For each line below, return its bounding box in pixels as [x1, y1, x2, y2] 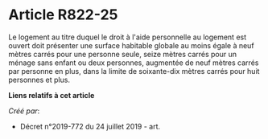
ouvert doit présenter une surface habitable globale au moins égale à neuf [8, 40, 255, 50]
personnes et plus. [8, 75, 71, 84]
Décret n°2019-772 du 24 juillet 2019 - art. [19, 121, 161, 131]
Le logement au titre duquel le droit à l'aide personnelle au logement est [8, 32, 247, 42]
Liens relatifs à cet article [8, 90, 95, 100]
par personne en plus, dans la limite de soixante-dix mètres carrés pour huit [8, 66, 260, 76]
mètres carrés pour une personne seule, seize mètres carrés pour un [8, 49, 237, 59]
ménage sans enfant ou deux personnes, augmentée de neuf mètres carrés [8, 58, 259, 67]
